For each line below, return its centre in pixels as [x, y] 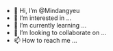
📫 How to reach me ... [45, 40]
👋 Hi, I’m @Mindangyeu [47, 11]
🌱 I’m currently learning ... [50, 25]
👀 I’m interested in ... [42, 18]
